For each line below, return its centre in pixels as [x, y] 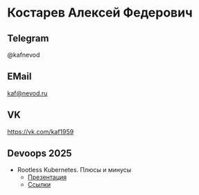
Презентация [47, 177]
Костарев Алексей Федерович [100, 13]
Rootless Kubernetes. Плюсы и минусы [74, 170]
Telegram [28, 38]
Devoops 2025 [40, 154]
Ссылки [39, 185]
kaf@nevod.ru [27, 93]
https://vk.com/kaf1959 [41, 131]
